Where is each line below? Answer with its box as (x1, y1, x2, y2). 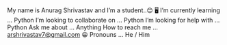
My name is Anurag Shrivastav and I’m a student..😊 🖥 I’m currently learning (7, 6, 221, 14)
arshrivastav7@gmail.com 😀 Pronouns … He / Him (7, 31, 150, 38)
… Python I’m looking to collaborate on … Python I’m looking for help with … (7, 16, 220, 24)
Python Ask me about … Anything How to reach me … (7, 23, 159, 31)
